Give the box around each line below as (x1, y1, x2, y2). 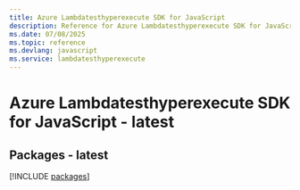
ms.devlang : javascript (9, 46, 98, 55)
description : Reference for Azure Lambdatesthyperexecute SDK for (9, 21, 262, 30)
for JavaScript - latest (9, 112, 175, 132)
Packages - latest (9, 147, 109, 162)
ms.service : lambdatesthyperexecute (9, 54, 146, 63)
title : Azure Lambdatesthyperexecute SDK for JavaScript (9, 12, 226, 22)
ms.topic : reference (9, 37, 87, 47)
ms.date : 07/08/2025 (9, 29, 87, 38)
